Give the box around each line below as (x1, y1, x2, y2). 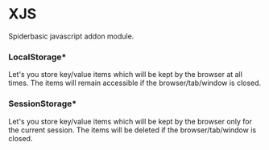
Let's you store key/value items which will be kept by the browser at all (8, 70, 243, 79)
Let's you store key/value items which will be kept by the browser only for (8, 116, 252, 126)
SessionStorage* (8, 98, 77, 109)
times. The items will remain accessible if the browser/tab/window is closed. (8, 78, 262, 88)
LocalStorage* (8, 51, 67, 63)
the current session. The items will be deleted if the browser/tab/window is (8, 125, 256, 135)
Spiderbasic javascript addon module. (8, 31, 134, 41)
